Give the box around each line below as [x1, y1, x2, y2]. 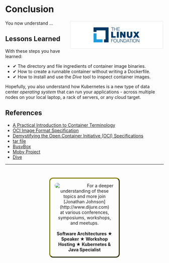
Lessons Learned [5, 35, 60, 43]
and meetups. [70, 220, 99, 226]
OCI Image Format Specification [12, 127, 79, 134]
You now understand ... [5, 20, 54, 26]
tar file [12, 138, 26, 144]
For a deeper [87, 182, 114, 189]
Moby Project [12, 149, 41, 155]
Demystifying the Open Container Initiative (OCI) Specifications [12, 133, 144, 139]
